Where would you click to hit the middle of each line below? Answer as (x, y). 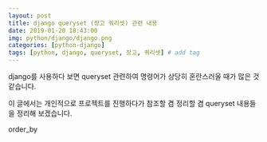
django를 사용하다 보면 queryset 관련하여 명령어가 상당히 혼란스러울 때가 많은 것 (134, 76)
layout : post (30, 16)
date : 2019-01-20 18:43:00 (53, 30)
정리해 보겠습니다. (44, 113)
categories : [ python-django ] (57, 45)
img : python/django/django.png (60, 38)
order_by (23, 129)
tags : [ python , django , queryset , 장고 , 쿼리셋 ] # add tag (104, 53)
